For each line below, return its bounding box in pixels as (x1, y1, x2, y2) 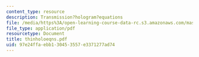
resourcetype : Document (6, 31, 65, 37)
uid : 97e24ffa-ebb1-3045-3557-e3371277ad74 (6, 42, 115, 48)
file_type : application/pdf (6, 25, 76, 31)
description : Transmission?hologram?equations (6, 14, 123, 20)
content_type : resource (6, 8, 65, 15)
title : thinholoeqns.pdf (6, 36, 68, 42)
